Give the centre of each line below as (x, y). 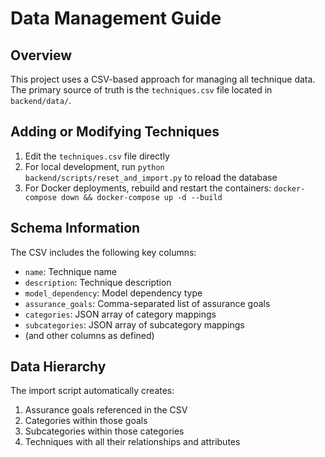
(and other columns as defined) (89, 335)
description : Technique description (98, 282)
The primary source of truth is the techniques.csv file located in (141, 90)
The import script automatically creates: (92, 391)
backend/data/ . (41, 100)
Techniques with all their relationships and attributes (132, 442)
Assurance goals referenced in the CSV (106, 410)
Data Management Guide (116, 18)
